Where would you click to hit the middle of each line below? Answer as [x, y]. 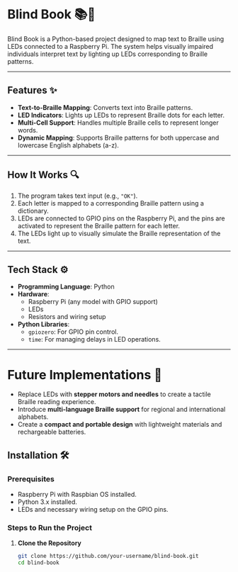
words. [28, 130]
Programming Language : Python [66, 287]
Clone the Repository [49, 543]
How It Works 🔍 [43, 175]
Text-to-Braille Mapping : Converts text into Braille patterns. [105, 107]
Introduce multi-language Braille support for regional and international [121, 410]
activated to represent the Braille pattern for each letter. [99, 225]
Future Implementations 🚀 [85, 375]
